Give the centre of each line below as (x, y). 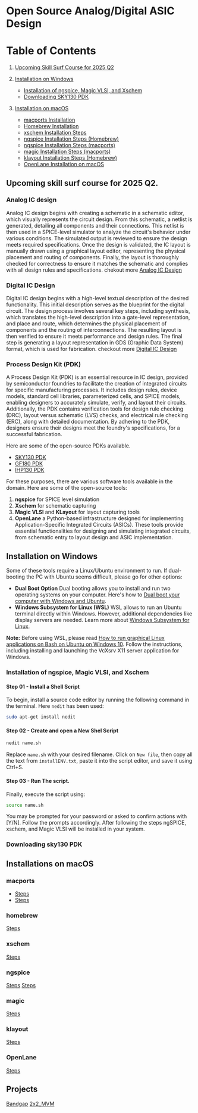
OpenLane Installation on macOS (64, 164)
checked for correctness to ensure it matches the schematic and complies (97, 263)
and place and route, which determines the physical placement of (87, 324)
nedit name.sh (24, 743)
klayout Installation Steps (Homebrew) (70, 158)
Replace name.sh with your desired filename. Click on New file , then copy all (99, 754)
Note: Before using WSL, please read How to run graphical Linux (85, 638)
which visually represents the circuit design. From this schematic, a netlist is (99, 219)
